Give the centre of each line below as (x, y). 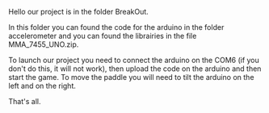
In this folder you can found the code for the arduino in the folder (116, 27)
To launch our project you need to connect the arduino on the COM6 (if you (134, 60)
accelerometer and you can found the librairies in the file (103, 36)
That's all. (25, 101)
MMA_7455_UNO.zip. (44, 44)
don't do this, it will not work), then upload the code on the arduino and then (135, 69)
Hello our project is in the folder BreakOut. (79, 12)
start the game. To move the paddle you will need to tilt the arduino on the (131, 77)
